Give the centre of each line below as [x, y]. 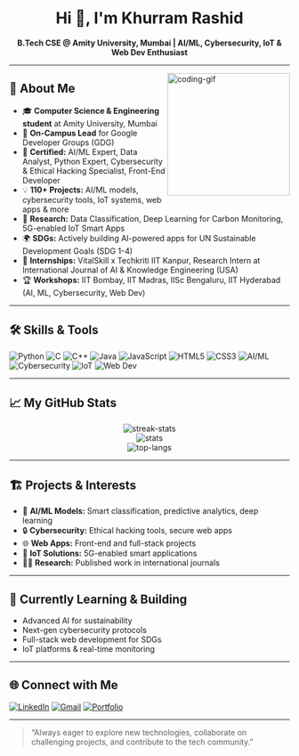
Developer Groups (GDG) [68, 142]
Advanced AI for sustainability [77, 621]
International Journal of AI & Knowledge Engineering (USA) [130, 270]
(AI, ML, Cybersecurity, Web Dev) [84, 292]
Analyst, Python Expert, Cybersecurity [92, 161]
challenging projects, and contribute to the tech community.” [142, 742]
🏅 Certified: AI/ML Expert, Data [80, 151]
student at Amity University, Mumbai [89, 123]
